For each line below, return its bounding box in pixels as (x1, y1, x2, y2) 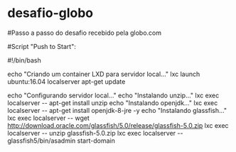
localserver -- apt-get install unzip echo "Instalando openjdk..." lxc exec (7, 98, 218, 107)
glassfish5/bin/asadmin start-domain (7, 136, 115, 145)
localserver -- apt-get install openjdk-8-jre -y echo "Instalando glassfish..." (7, 106, 227, 114)
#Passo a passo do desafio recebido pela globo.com (7, 28, 162, 37)
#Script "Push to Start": (7, 42, 76, 50)
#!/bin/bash (7, 55, 41, 65)
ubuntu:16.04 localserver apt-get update (7, 77, 126, 86)
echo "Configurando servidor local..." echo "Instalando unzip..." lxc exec (7, 91, 220, 99)
